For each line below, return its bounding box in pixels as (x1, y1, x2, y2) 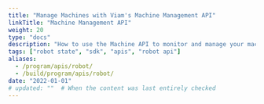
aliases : (8, 56, 37, 63)
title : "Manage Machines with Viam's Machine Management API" (8, 11, 216, 20)
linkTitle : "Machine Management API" (8, 19, 132, 27)
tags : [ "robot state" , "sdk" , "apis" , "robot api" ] (8, 48, 181, 56)
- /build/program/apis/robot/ (15, 70, 114, 77)
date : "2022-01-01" (8, 77, 72, 84)
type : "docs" (8, 33, 51, 41)
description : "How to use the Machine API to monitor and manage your (8, 41, 244, 48)
